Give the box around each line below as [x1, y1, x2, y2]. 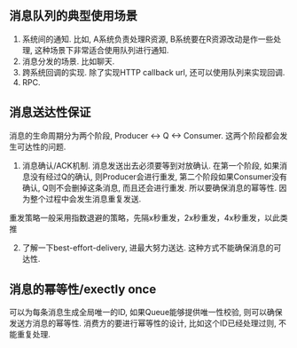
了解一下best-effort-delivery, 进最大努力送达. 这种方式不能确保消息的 [21, 242, 274, 253]
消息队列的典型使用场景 [9, 8, 137, 24]
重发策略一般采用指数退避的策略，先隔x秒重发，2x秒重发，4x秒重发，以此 [9, 212, 281, 223]
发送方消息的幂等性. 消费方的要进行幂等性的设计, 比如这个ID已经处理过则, [9, 318, 277, 328]
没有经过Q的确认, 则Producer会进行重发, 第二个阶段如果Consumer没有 [29, 171, 288, 182]
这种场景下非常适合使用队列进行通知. [34, 44, 169, 55]
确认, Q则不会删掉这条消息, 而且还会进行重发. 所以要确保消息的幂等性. [21, 182, 277, 193]
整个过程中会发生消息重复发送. [29, 194, 142, 204]
